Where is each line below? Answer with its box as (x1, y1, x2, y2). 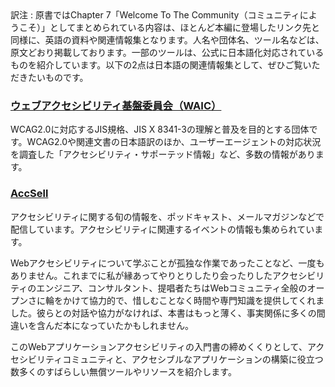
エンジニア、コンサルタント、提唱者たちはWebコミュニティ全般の (36, 282, 308, 294)
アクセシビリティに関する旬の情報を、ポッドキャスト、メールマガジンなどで (10, 210, 325, 222)
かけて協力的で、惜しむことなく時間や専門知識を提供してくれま (62, 294, 325, 306)
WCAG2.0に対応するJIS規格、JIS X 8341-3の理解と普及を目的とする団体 (10, 123, 310, 136)
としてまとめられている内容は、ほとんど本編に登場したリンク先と (49, 22, 321, 33)
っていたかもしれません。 (88, 319, 194, 331)
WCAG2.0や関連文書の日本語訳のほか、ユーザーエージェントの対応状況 (26, 136, 322, 148)
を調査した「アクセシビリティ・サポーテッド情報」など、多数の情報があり (10, 148, 316, 161)
